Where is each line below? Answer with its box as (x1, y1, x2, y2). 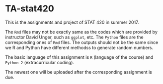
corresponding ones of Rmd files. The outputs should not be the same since (5, 39, 159, 45)
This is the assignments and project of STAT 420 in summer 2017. (5, 19, 139, 25)
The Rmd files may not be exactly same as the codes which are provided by (5, 29, 158, 35)
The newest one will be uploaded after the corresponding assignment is (5, 69, 153, 75)
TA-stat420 (5, 3, 55, 14)
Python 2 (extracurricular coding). (5, 59, 75, 65)
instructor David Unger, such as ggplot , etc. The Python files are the (5, 34, 144, 40)
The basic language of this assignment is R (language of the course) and (5, 54, 154, 60)
